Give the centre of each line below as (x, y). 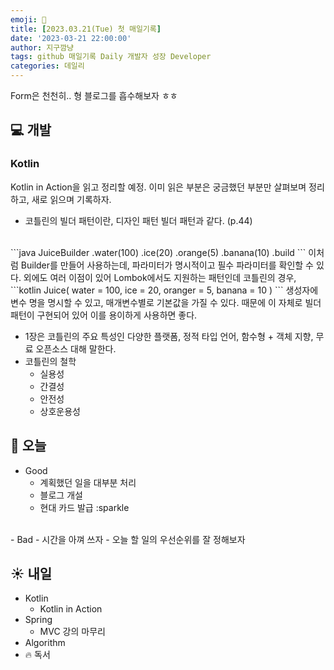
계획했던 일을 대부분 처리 (88, 482)
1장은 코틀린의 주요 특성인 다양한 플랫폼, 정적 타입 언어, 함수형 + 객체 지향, (169, 336)
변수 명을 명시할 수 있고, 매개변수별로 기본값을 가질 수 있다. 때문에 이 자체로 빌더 (166, 302)
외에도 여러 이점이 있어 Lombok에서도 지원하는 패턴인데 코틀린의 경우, (160, 277)
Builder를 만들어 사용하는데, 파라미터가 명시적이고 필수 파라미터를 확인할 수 (167, 265)
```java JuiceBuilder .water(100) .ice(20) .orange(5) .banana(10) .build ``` (158, 252)
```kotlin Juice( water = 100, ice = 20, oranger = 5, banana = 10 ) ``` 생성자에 (164, 290)
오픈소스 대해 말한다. (76, 348)
